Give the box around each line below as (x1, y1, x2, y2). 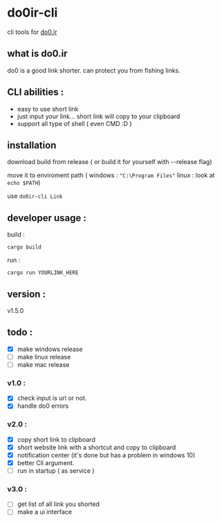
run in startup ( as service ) (17, 466, 95, 475)
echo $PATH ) (7, 179, 41, 187)
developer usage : (7, 212, 86, 224)
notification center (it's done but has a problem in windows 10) (17, 451, 196, 459)
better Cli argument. (17, 458, 75, 467)
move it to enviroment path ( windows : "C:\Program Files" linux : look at (7, 171, 215, 179)
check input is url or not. (17, 394, 87, 402)
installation (7, 139, 57, 151)
